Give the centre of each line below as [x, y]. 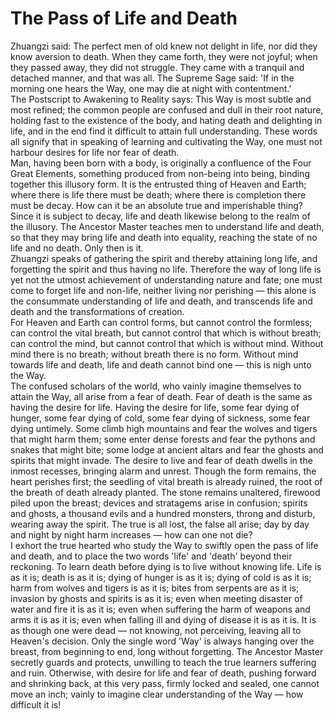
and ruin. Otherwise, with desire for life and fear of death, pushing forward [163, 673]
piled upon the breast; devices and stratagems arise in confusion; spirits [159, 503]
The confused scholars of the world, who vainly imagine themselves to [156, 386]
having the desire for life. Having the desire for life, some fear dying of [155, 407]
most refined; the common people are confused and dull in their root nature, [167, 109]
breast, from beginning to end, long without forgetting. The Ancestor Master [167, 651]
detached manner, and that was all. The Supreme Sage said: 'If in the [152, 78]
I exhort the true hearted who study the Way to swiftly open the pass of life [164, 545]
